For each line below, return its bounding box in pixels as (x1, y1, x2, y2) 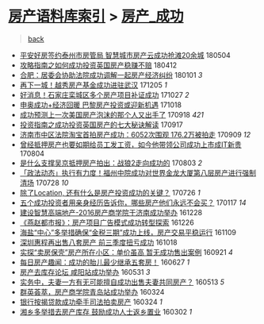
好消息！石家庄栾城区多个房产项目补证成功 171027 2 (19, 90, 189, 99)
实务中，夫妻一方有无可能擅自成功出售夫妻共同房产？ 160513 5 (19, 277, 224, 287)
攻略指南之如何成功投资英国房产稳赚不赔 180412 (19, 60, 177, 70)
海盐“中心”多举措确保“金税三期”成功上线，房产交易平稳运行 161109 (19, 227, 236, 237)
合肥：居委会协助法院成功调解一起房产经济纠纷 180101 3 (19, 70, 203, 79)
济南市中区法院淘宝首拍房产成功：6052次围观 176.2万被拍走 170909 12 (19, 129, 251, 139)
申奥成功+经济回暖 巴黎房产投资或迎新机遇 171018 (19, 100, 182, 110)
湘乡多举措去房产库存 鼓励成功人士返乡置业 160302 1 (19, 307, 193, 316)
